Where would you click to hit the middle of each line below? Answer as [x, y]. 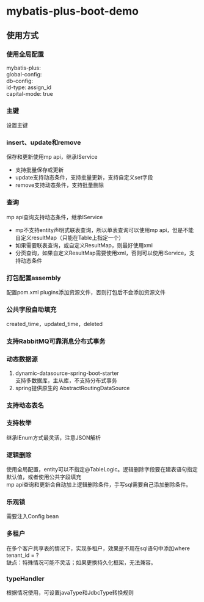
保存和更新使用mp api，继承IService [52, 157]
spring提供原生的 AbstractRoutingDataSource [72, 388]
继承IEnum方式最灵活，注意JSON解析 [54, 437]
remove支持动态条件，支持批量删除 [60, 185]
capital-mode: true [30, 93]
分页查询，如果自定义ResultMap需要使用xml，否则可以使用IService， [102, 253]
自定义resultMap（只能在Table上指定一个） [69, 238]
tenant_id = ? [23, 555]
